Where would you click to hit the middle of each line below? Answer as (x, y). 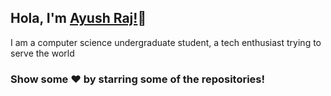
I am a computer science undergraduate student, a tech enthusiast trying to (166, 42)
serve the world (42, 53)
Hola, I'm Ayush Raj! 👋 (78, 18)
